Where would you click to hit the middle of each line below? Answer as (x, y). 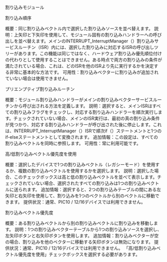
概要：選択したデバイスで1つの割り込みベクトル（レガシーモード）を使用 (80, 164)
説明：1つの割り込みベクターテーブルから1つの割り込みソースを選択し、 (88, 229)
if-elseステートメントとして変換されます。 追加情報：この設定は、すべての (82, 137)
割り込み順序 (18, 18)
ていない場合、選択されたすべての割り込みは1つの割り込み (86, 183)
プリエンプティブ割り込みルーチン (40, 89)
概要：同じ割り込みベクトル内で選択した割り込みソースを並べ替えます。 (79, 28)
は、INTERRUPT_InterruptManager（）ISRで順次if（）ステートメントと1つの (83, 131)
